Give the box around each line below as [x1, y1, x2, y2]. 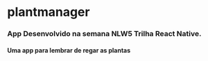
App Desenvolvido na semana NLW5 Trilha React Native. [7, 29, 202, 39]
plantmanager [7, 4, 90, 20]
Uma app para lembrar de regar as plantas [7, 46, 131, 54]
